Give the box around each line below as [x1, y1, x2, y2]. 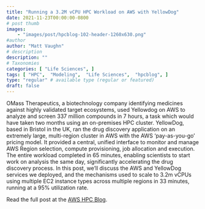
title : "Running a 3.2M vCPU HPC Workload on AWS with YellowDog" [6, 9, 179, 15]
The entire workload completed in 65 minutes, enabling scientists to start [6, 152, 191, 159]
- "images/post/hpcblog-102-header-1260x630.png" [17, 32, 147, 38]
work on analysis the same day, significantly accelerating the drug [6, 158, 173, 165]
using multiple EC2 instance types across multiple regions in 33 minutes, [6, 178, 190, 185]
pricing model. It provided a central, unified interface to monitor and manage [6, 139, 199, 145]
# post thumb [6, 20, 40, 26]
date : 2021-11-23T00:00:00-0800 [6, 15, 89, 21]
